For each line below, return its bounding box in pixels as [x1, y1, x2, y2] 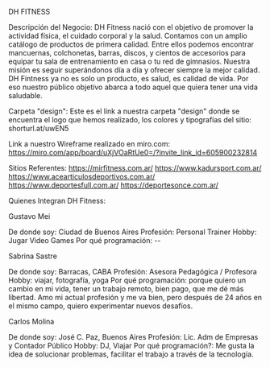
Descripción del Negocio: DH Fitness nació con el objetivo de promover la [8, 23, 254, 31]
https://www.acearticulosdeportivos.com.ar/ [8, 172, 156, 181]
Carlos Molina [8, 317, 55, 326]
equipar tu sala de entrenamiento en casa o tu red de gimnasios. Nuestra [8, 56, 251, 66]
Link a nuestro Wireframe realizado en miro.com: [8, 139, 171, 148]
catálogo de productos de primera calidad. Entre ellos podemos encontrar [8, 39, 255, 49]
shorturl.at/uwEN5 [8, 124, 69, 133]
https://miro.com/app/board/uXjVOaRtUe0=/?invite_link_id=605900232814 [8, 148, 258, 157]
